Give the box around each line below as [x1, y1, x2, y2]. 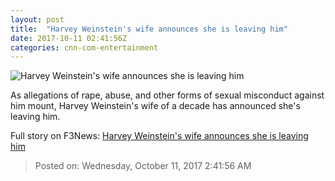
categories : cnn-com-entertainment [10, 42, 159, 53]
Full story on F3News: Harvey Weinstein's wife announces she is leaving [10, 130, 309, 142]
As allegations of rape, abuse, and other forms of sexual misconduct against [10, 89, 325, 101]
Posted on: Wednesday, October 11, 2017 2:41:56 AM [34, 160, 252, 172]
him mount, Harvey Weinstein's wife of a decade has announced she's [10, 100, 301, 112]
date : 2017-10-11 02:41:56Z [10, 33, 128, 43]
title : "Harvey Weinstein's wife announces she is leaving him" [10, 24, 288, 34]
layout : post [10, 14, 65, 25]
